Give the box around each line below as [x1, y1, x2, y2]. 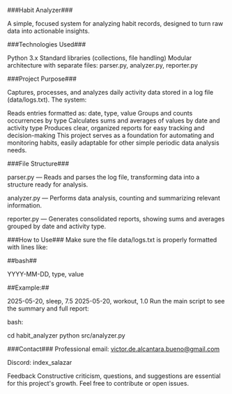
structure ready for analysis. [7, 180, 88, 189]
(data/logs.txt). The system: [7, 95, 87, 104]
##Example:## [7, 283, 49, 292]
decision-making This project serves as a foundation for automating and [7, 132, 215, 139]
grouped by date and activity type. [7, 222, 107, 230]
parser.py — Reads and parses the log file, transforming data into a [7, 173, 200, 181]
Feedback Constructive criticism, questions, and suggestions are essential [7, 372, 221, 380]
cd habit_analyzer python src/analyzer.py [7, 331, 125, 340]
